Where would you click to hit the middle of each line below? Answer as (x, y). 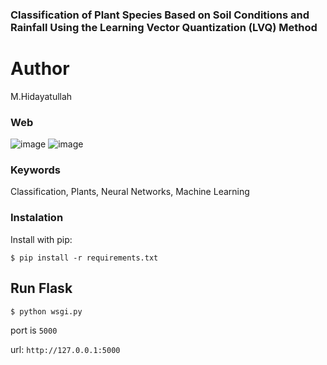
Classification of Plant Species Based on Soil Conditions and (160, 15)
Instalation (37, 218)
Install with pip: (41, 239)
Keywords (35, 170)
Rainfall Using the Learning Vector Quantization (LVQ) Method (164, 27)
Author (40, 69)
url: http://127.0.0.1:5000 (65, 349)
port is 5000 (34, 330)
